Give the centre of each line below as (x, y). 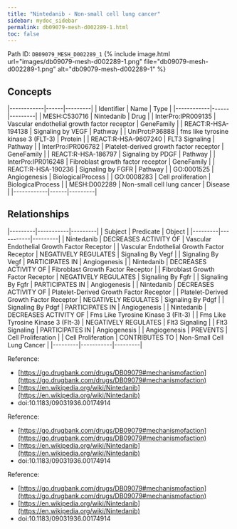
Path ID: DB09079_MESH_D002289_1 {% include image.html (89, 54)
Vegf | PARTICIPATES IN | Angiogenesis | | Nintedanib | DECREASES (107, 261)
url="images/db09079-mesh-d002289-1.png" (75, 62)
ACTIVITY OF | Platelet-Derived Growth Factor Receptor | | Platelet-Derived (118, 292)
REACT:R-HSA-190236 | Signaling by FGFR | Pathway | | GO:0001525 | (111, 169)
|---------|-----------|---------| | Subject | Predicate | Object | (98, 231)
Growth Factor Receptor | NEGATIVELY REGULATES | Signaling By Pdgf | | (116, 299)
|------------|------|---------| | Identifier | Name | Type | (90, 109)
